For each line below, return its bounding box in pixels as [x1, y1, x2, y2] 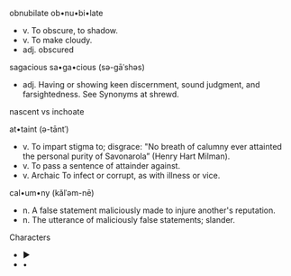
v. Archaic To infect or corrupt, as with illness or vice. [22, 170, 221, 180]
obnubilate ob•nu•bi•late [9, 8, 104, 18]
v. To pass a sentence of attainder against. [22, 161, 181, 170]
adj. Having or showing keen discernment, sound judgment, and [22, 79, 260, 89]
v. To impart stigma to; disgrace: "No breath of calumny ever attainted [22, 142, 282, 152]
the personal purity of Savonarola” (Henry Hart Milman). [22, 151, 231, 161]
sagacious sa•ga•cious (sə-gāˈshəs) [9, 62, 146, 72]
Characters [9, 232, 51, 243]
